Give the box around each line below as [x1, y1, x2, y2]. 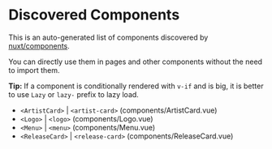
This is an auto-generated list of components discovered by [8, 32, 209, 42]
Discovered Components [8, 6, 180, 24]
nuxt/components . [8, 40, 71, 50]
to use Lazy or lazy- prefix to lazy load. [8, 89, 140, 99]
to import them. [8, 65, 60, 74]
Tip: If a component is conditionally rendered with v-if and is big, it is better [8, 81, 264, 91]
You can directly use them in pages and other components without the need [8, 57, 262, 66]
